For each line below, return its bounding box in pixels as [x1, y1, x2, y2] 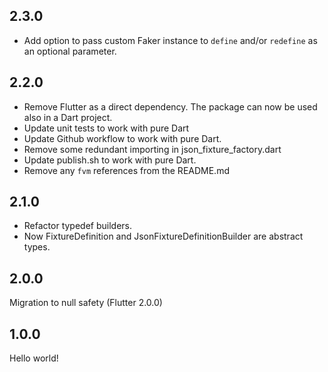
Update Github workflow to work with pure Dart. [23, 132, 222, 144]
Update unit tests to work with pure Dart [23, 122, 190, 134]
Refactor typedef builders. [23, 220, 133, 232]
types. [23, 241, 51, 253]
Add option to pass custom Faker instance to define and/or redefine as [23, 34, 318, 46]
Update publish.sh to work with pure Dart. [23, 154, 197, 166]
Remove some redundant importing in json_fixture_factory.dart [23, 143, 282, 155]
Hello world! [9, 352, 59, 364]
